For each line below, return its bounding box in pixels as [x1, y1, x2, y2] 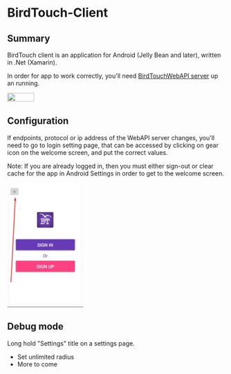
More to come [17, 359, 57, 368]
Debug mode [7, 321, 64, 332]
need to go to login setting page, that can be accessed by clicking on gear [7, 141, 219, 149]
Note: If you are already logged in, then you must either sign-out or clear [7, 162, 214, 170]
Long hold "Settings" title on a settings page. [7, 339, 135, 348]
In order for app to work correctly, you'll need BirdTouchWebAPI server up [7, 71, 219, 80]
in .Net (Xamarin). [7, 58, 57, 67]
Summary [7, 33, 50, 44]
